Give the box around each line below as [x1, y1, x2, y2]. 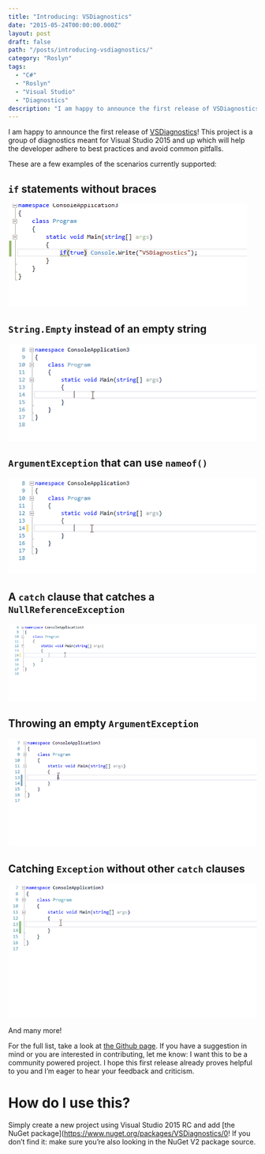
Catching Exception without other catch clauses [8, 862, 246, 876]
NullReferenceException [8, 603, 125, 615]
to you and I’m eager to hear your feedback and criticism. [8, 1066, 195, 1076]
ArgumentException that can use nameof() [8, 456, 208, 470]
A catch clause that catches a [8, 590, 155, 603]
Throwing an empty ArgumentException [8, 717, 200, 731]
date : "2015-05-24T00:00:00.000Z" [8, 21, 122, 29]
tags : [8, 63, 26, 71]
